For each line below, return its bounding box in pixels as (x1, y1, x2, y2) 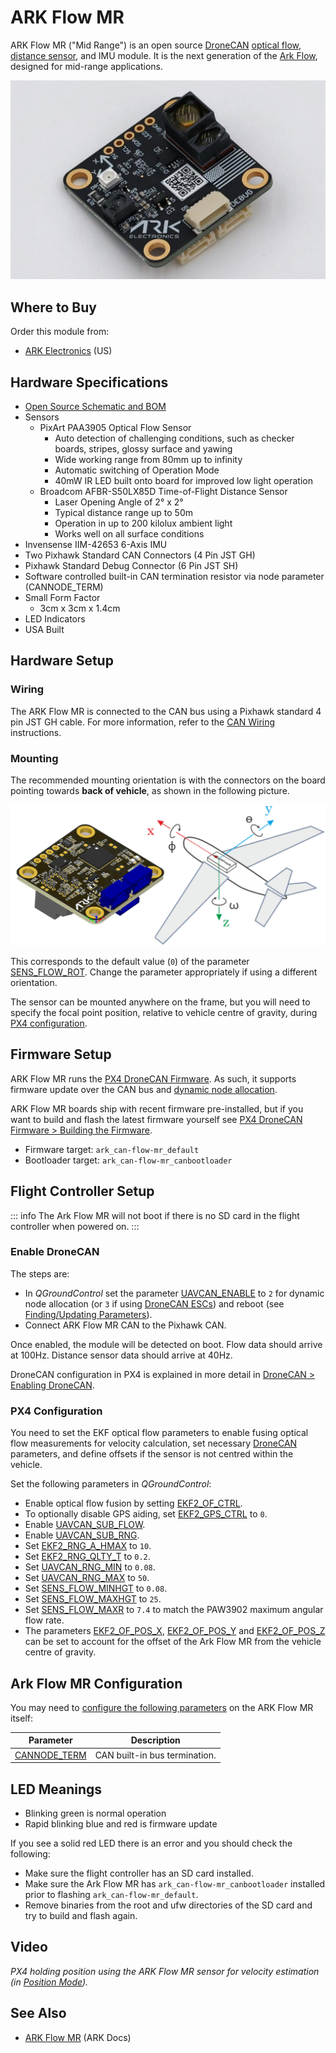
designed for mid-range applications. (10, 60, 164, 72)
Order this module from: (10, 326, 110, 338)
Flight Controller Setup (10, 1183, 155, 1200)
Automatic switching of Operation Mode (54, 464, 220, 476)
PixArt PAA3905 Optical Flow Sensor (39, 422, 192, 433)
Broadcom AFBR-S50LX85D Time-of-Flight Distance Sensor (39, 486, 288, 497)
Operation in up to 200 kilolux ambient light (54, 517, 233, 529)
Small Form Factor (24, 592, 101, 603)
